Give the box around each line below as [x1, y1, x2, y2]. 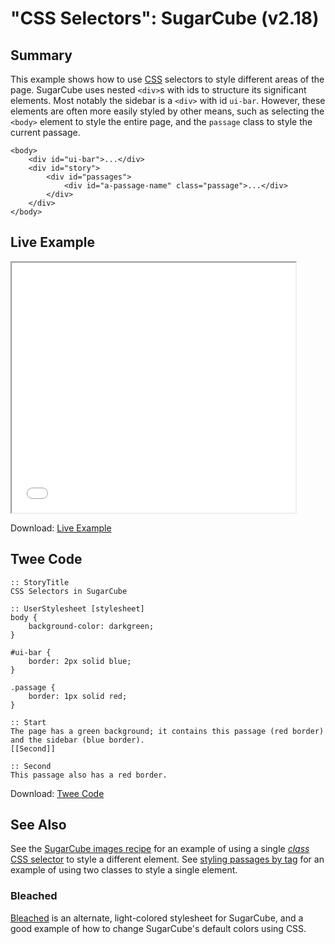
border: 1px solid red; [28, 691, 128, 701]
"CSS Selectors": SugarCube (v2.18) [10, 7, 320, 30]
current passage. [10, 127, 81, 138]
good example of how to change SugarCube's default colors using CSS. [10, 922, 307, 934]
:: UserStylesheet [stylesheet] [10, 603, 145, 614]
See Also [10, 817, 67, 834]
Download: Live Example [10, 522, 112, 534]
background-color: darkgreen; [28, 621, 155, 631]
